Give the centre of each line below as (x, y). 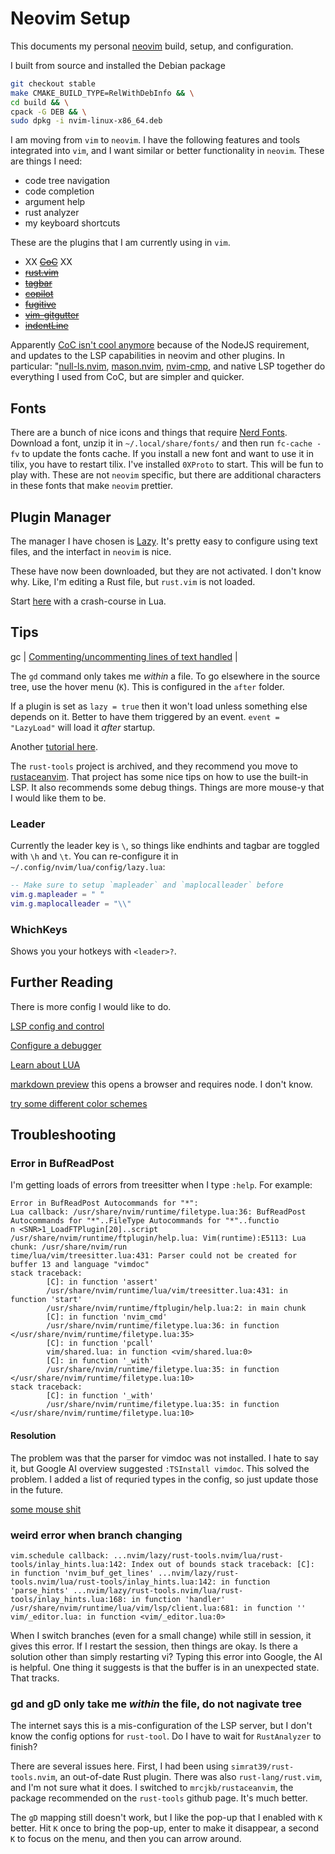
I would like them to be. (58, 798)
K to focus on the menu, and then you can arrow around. (126, 1839)
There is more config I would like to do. (91, 1006)
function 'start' (46, 1300)
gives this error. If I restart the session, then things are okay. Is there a (154, 1646)
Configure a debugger (56, 1045)
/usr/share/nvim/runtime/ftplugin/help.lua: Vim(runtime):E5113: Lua (158, 1238)
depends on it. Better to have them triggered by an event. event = (145, 716)
